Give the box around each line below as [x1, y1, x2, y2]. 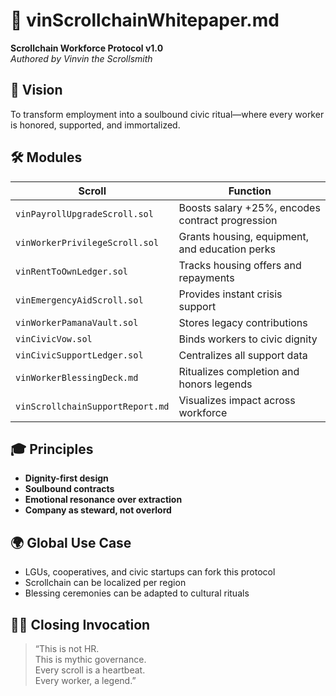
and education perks [178, 242, 277, 256]
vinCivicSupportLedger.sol [15, 349, 144, 361]
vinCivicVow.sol [15, 333, 93, 344]
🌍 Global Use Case [10, 534, 132, 551]
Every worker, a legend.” [34, 675, 137, 686]
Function [228, 184, 272, 198]
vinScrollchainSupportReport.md [15, 400, 170, 412]
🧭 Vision [10, 82, 63, 99]
